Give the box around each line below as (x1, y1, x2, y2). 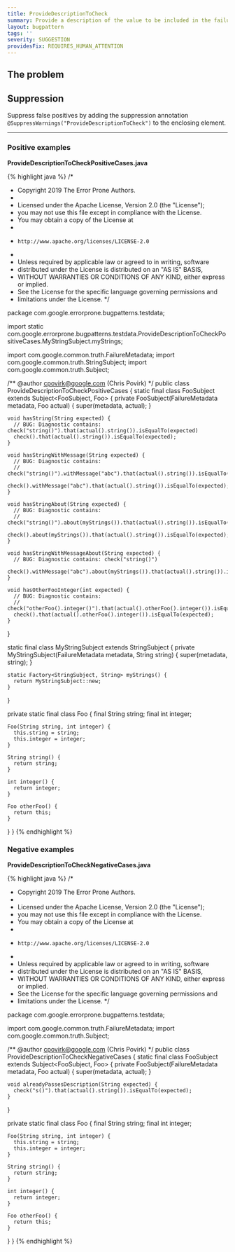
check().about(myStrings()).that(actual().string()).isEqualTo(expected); (7, 531, 230, 538)
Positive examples (7, 143, 71, 153)
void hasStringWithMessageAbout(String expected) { (7, 549, 161, 557)
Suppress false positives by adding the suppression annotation (7, 111, 189, 120)
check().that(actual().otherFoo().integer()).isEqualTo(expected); (13, 611, 215, 618)
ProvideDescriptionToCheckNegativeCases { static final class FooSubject (7, 1052, 218, 1061)
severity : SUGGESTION (7, 36, 71, 43)
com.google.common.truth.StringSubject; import (7, 358, 147, 366)
